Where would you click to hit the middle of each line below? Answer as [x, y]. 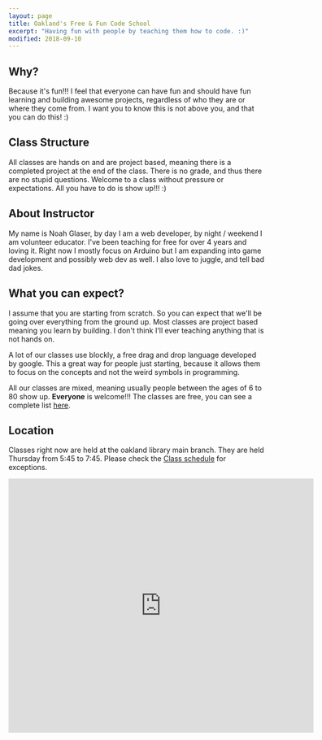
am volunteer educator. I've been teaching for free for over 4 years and [128, 242]
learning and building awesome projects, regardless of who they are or [127, 100]
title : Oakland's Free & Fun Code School [80, 24]
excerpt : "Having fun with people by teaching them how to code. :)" [129, 31]
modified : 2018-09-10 [45, 39]
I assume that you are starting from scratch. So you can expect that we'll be [135, 313]
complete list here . [39, 405]
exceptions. [28, 468]
